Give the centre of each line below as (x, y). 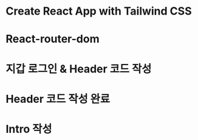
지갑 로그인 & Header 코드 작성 (79, 69)
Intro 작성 (29, 129)
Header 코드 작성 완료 (58, 99)
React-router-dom (53, 39)
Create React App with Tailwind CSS (99, 11)
